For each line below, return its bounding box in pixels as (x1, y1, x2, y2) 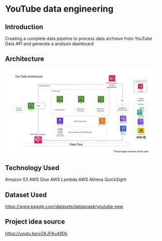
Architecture (5, 55, 45, 63)
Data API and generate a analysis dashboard (5, 41, 94, 47)
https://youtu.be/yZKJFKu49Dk (5, 230, 68, 236)
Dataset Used (5, 190, 47, 199)
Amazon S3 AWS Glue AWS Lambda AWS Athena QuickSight (5, 176, 127, 183)
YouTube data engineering (5, 3, 114, 15)
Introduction (5, 23, 44, 31)
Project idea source (5, 218, 65, 226)
